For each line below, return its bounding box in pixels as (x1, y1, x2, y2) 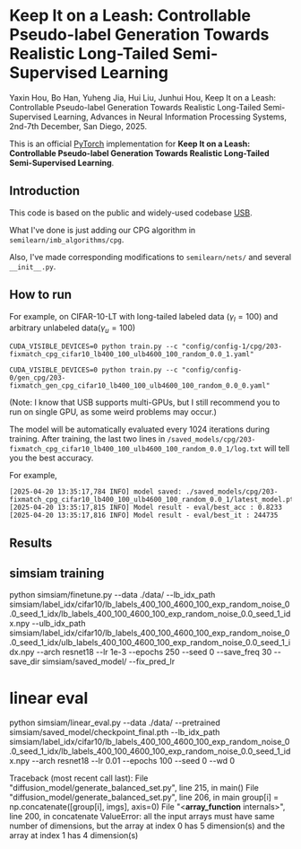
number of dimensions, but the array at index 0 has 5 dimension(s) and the (9, 820, 285, 831)
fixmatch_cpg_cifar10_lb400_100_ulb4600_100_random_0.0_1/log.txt (9, 445, 262, 454)
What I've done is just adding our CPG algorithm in (9, 224, 196, 235)
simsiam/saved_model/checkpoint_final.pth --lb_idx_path (9, 727, 220, 738)
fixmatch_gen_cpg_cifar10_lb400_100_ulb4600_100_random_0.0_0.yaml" (9, 381, 271, 390)
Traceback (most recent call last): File (9, 773, 149, 783)
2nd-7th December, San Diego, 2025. (9, 120, 148, 131)
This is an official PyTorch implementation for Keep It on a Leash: (9, 138, 251, 149)
